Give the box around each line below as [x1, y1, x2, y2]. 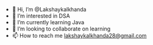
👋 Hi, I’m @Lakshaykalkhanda [12, 6, 87, 13]
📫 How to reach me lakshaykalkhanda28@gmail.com [12, 32, 147, 39]
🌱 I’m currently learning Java [12, 19, 85, 26]
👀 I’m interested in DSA [12, 12, 70, 19]
